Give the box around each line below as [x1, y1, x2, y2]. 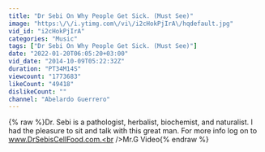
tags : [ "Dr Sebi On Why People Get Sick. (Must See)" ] [8, 42, 198, 50]
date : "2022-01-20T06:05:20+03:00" [8, 50, 129, 58]
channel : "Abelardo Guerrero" [8, 95, 111, 103]
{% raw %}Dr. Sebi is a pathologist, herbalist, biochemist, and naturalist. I [8, 117, 254, 127]
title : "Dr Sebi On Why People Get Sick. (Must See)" [8, 11, 194, 20]
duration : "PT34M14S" [8, 65, 82, 73]
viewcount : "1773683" [8, 72, 82, 80]
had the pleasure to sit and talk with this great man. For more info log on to [8, 126, 258, 136]
